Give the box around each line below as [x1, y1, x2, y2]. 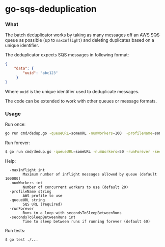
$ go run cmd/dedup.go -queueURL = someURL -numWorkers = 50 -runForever [5, 149, 151, 154]
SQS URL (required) [23, 202, 63, 207]
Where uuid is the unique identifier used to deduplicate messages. [5, 88, 139, 94]
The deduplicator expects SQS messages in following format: [5, 52, 129, 58]
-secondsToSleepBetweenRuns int [9, 215, 76, 220]
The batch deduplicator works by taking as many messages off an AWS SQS [5, 32, 160, 38]
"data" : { [14, 66, 34, 71]
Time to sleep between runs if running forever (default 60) [23, 219, 151, 224]
